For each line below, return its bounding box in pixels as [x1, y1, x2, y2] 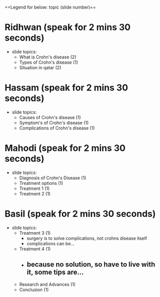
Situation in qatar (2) [19, 64, 62, 70]
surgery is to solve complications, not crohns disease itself [26, 235, 148, 241]
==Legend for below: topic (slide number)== [4, 4, 96, 10]
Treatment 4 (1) [19, 246, 51, 252]
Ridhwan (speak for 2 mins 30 [4, 22, 131, 33]
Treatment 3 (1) [19, 230, 51, 236]
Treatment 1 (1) [19, 185, 50, 191]
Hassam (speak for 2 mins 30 [4, 82, 128, 94]
